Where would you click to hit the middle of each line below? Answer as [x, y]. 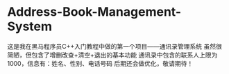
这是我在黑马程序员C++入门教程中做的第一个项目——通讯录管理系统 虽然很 [114, 46]
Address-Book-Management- [94, 12]
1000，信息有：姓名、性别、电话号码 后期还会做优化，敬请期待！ [100, 63]
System [30, 26]
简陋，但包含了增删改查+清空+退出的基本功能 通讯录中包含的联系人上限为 [112, 55]
